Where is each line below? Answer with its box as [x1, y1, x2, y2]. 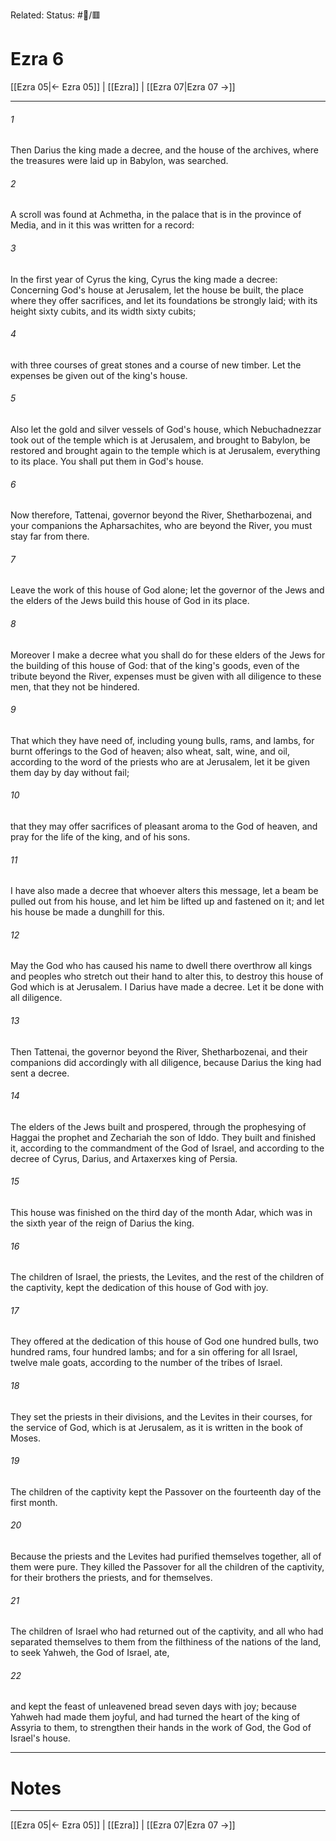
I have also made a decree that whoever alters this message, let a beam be [10, 885, 319, 897]
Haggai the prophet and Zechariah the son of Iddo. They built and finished [10, 1131, 317, 1143]
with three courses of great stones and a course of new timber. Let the [10, 359, 302, 371]
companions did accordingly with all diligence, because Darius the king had [10, 1056, 322, 1068]
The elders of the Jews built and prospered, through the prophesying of [10, 1120, 307, 1133]
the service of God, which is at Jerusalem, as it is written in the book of [10, 1421, 304, 1433]
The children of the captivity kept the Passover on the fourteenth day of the [10, 1485, 322, 1498]
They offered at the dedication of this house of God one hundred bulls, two [10, 1335, 319, 1348]
